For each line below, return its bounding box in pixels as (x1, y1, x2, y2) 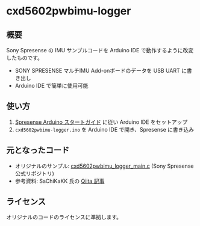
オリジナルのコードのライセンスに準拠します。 (6, 213, 122, 221)
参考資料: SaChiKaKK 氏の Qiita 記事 (14, 177, 105, 185)
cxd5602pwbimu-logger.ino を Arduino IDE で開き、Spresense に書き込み (14, 126, 195, 133)
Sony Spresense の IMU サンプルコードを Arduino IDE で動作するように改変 (6, 47, 194, 53)
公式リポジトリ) (14, 169, 54, 177)
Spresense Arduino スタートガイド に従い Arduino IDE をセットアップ (14, 118, 188, 126)
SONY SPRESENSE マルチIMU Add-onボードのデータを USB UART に (14, 67, 187, 74)
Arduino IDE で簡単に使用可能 (14, 82, 89, 89)
